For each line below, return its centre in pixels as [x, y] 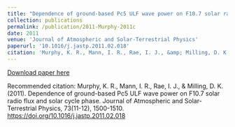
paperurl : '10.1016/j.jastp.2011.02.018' [69, 46]
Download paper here [38, 72]
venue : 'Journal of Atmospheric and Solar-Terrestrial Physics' [103, 40]
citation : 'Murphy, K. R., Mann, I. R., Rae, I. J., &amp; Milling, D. [114, 53]
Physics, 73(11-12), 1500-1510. [81, 108]
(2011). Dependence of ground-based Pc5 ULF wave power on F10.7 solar [114, 93]
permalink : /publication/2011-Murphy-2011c [72, 27]
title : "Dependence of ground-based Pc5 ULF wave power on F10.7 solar [114, 14]
